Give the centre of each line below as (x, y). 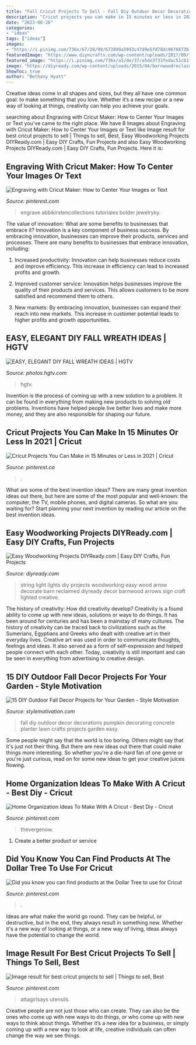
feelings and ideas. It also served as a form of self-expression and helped (94, 646)
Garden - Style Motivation (54, 686)
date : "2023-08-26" (30, 22)
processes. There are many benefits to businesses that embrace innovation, (97, 242)
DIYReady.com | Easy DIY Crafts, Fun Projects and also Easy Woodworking (96, 142)
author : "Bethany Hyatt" (36, 77)
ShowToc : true (23, 71)
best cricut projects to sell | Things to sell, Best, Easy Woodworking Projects (98, 136)
